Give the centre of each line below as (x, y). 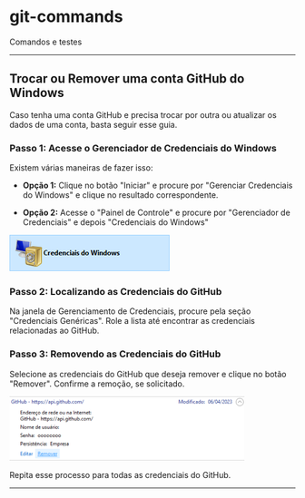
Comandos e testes (46, 42)
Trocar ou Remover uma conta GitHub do (127, 79)
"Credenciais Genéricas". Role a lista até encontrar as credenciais (133, 321)
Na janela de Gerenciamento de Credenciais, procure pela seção (130, 311)
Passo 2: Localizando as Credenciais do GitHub (116, 291)
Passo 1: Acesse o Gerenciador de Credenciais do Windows (143, 148)
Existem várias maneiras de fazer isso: (81, 168)
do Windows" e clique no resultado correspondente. (120, 195)
